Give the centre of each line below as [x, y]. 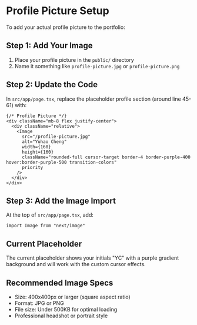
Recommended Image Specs [60, 283]
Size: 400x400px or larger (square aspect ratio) [72, 297]
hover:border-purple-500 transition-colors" [61, 162]
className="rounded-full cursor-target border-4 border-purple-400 [106, 157]
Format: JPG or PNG [39, 303]
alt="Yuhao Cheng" [44, 142]
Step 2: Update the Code [52, 84]
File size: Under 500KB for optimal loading [66, 309]
